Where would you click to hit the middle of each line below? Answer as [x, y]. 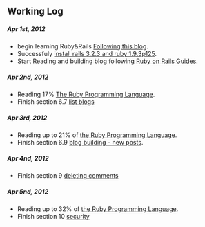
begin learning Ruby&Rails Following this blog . [82, 46]
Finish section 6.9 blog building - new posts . [80, 143]
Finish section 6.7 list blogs [56, 102]
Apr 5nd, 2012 [28, 191]
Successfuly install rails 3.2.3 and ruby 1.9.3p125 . [87, 54]
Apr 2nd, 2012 [28, 77]
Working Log [35, 11]
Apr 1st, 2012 [26, 29]
